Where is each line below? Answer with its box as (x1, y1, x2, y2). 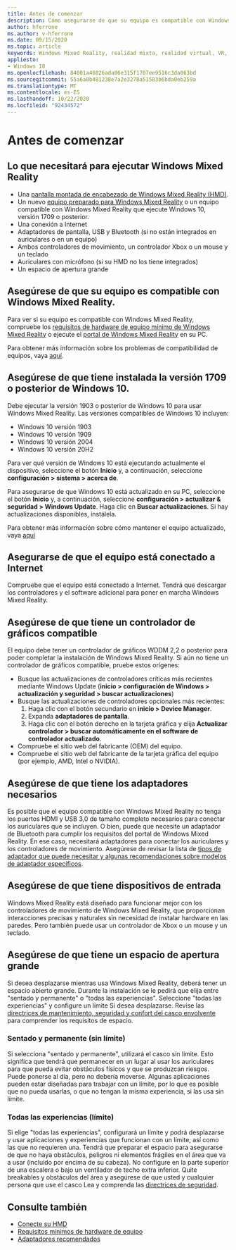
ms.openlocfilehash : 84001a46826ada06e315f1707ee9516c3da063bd (7, 69, 197, 76)
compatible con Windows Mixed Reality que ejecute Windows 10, (17, 205, 206, 214)
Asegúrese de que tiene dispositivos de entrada (7, 880, 221, 892)
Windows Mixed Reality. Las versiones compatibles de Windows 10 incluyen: (7, 409, 230, 417)
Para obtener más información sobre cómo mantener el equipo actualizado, (7, 523, 226, 532)
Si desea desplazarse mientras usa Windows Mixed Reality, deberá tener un (7, 979, 227, 987)
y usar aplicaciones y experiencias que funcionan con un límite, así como (7, 1136, 219, 1144)
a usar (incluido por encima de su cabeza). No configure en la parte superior (7, 1158, 229, 1167)
